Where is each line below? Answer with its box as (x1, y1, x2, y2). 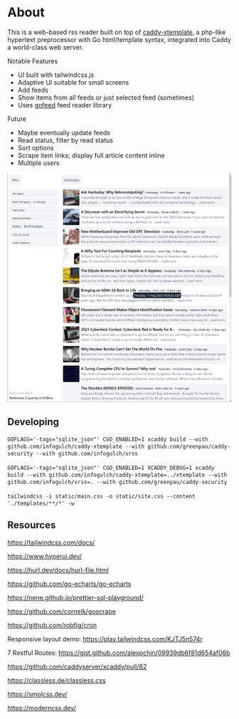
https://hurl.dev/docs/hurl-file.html (7, 565, 109, 574)
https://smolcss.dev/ (7, 690, 68, 698)
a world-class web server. (7, 43, 84, 51)
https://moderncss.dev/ (7, 703, 77, 712)
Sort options (17, 143, 55, 152)
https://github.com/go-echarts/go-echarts (7, 579, 132, 588)
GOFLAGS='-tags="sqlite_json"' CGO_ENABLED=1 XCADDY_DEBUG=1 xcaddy (7, 464, 215, 471)
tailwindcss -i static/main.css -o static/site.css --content (7, 493, 196, 500)
